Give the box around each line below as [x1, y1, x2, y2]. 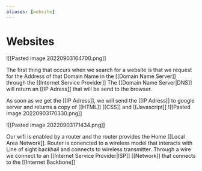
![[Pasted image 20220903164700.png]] [6, 55, 106, 62]
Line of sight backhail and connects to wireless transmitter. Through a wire [6, 145, 191, 153]
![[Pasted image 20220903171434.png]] [6, 121, 105, 128]
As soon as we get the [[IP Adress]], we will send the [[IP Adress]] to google [6, 97, 195, 104]
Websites [6, 34, 55, 48]
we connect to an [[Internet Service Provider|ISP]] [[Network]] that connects [6, 152, 196, 159]
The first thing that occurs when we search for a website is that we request [6, 66, 192, 73]
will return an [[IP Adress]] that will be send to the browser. [6, 85, 152, 92]
